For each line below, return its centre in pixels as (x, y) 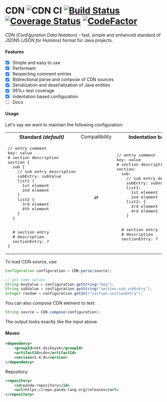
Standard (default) (42, 137)
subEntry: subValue (39, 176)
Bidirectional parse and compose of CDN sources (63, 80)
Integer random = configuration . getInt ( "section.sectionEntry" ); (74, 294)
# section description (33, 157)
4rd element (144, 211)
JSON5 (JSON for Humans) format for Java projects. (59, 40)
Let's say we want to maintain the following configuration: (64, 125)
